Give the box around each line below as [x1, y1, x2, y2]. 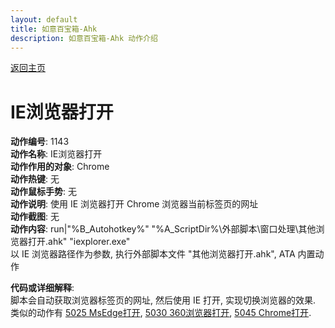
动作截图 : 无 [10, 211, 60, 223]
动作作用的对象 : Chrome [10, 161, 110, 173]
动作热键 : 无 [10, 173, 60, 185]
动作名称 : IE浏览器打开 [10, 148, 103, 160]
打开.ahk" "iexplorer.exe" [27, 236, 131, 248]
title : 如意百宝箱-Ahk [10, 24, 98, 34]
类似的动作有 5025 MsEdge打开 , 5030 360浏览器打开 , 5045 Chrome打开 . [10, 307, 312, 319]
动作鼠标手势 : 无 [10, 186, 77, 198]
